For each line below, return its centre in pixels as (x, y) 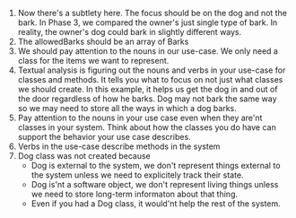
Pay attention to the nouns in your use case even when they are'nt (140, 118)
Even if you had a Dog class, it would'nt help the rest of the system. (156, 204)
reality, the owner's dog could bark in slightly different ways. (130, 32)
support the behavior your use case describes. (104, 137)
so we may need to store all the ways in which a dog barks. (127, 108)
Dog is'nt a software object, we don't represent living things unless (155, 184)
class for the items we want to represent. (93, 61)
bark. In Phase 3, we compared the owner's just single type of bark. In (148, 22)
